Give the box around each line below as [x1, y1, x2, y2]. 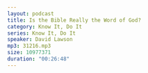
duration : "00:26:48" [7, 56, 70, 63]
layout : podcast [7, 10, 54, 17]
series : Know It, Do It [7, 29, 76, 37]
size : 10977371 [7, 49, 51, 56]
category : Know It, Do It [7, 23, 82, 30]
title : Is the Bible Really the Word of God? [7, 17, 141, 24]
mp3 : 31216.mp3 [7, 42, 51, 49]
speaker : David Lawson [7, 36, 73, 43]
